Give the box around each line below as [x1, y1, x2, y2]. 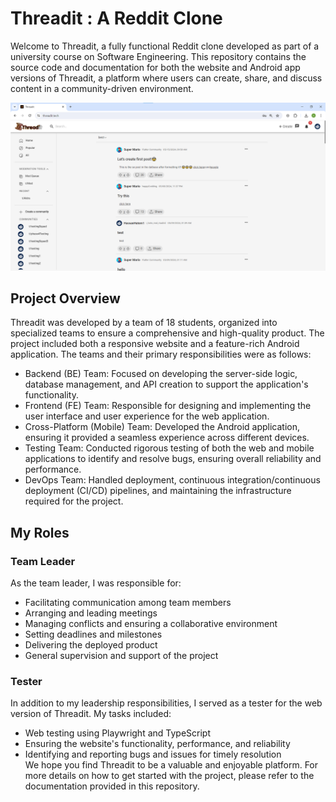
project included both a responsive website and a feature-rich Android [10, 338, 300, 350]
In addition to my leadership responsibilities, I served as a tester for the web [10, 697, 323, 709]
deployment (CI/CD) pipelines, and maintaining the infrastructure [24, 485, 292, 497]
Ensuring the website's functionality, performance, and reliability [24, 738, 291, 750]
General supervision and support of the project [24, 650, 219, 662]
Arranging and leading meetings [24, 607, 158, 619]
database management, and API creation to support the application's [24, 378, 309, 391]
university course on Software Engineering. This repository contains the [10, 50, 307, 62]
